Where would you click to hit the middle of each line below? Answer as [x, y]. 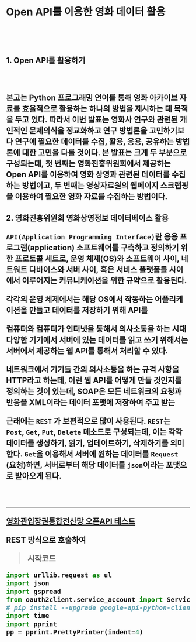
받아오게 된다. [38, 476]
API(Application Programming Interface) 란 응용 [92, 237]
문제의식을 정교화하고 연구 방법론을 [88, 130]
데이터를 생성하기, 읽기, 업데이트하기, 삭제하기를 [87, 443]
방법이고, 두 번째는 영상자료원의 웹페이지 [90, 185]
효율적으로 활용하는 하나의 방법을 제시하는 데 [97, 109]
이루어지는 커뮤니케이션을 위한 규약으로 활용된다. [104, 281]
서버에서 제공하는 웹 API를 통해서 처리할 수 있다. [87, 351]
